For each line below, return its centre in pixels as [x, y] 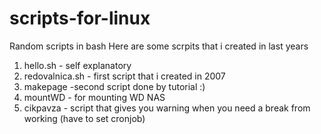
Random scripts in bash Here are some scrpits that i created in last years [159, 46]
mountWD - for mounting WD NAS [94, 97]
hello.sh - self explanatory [77, 65]
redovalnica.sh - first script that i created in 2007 [124, 76]
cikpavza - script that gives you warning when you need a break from [167, 108]
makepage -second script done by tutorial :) [114, 86]
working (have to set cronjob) [84, 118]
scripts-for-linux [80, 18]
